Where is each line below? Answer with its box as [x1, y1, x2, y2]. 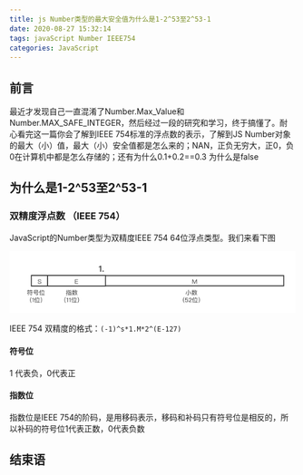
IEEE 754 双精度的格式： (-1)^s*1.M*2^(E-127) [9, 323, 182, 334]
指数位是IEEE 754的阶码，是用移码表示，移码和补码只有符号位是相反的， [9, 412, 281, 422]
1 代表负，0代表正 [9, 367, 76, 378]
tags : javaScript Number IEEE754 [9, 34, 136, 43]
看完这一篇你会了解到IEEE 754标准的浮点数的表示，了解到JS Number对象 [16, 129, 292, 140]
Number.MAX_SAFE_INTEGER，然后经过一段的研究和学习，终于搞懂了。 [9, 118, 280, 129]
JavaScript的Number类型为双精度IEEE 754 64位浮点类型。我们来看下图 [9, 232, 277, 243]
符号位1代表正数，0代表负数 [40, 422, 145, 434]
